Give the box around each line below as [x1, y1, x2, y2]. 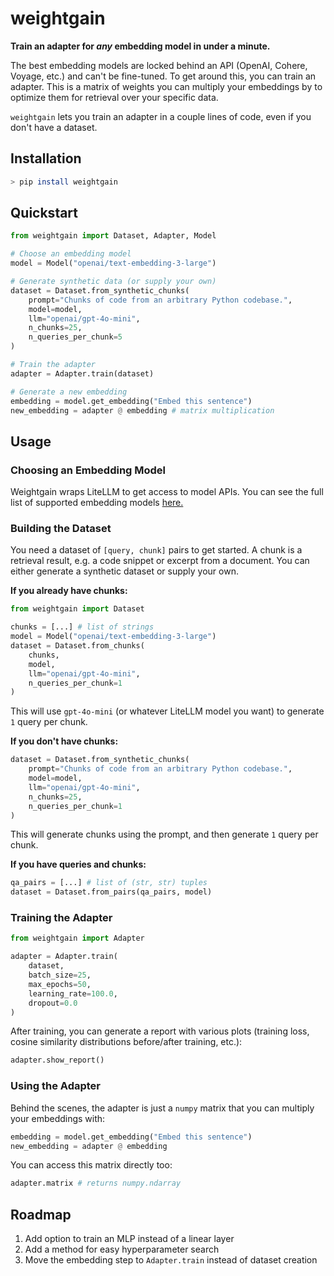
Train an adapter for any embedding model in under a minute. [10, 40, 271, 52]
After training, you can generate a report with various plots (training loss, [10, 1025, 310, 1037]
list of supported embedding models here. [10, 497, 184, 509]
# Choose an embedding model [10, 249, 132, 259]
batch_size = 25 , [28, 970, 92, 981]
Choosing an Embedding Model [10, 463, 167, 477]
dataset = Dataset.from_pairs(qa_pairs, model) [10, 887, 213, 897]
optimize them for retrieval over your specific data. [10, 91, 219, 103]
